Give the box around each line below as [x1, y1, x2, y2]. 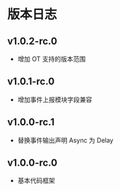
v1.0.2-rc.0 [7, 35, 58, 47]
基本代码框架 [17, 176, 55, 185]
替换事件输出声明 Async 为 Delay [17, 136, 114, 144]
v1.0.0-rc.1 [7, 116, 55, 128]
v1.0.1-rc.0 [7, 76, 55, 88]
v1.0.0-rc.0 [7, 157, 58, 169]
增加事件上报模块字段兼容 [17, 95, 92, 103]
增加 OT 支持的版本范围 [17, 54, 86, 63]
